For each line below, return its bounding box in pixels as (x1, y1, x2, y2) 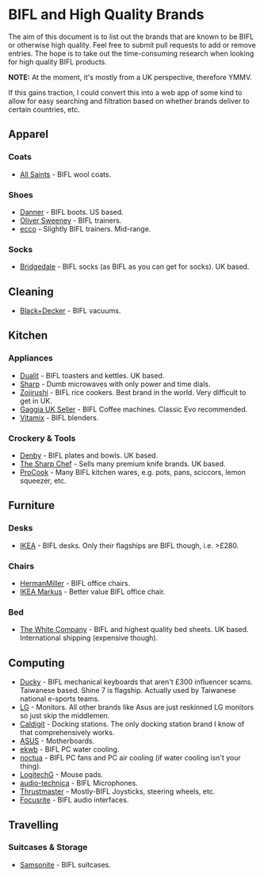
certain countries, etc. (8, 105, 81, 114)
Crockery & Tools (8, 432, 76, 443)
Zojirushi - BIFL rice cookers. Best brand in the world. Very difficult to (19, 387, 247, 397)
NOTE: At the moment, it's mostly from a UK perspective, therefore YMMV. (8, 72, 252, 82)
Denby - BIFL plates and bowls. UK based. (19, 450, 159, 461)
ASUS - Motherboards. (19, 736, 95, 746)
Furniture (8, 499, 55, 512)
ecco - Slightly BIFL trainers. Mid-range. (19, 224, 151, 233)
